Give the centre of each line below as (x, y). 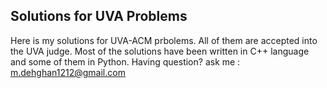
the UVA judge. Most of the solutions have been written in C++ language (160, 51)
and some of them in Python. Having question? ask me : (125, 61)
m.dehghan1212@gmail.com (68, 72)
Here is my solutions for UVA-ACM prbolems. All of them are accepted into (164, 40)
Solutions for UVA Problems (99, 16)
